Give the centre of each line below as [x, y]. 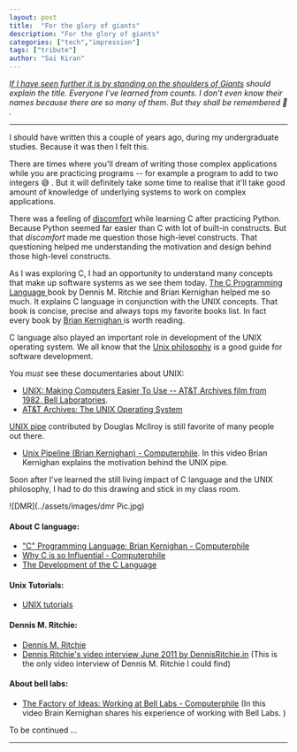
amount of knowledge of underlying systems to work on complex [128, 192]
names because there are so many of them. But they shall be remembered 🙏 [148, 102]
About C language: [44, 526]
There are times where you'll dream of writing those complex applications [143, 164]
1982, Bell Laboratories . [65, 400]
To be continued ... [43, 730]
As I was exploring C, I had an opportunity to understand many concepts [141, 273]
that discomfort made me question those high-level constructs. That [133, 237]
